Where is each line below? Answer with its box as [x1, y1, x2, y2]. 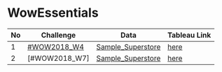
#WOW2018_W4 [27, 42, 84, 52]
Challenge [41, 30, 76, 40]
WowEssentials [7, 5, 99, 21]
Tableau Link [167, 30, 211, 40]
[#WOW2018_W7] [27, 53, 90, 63]
